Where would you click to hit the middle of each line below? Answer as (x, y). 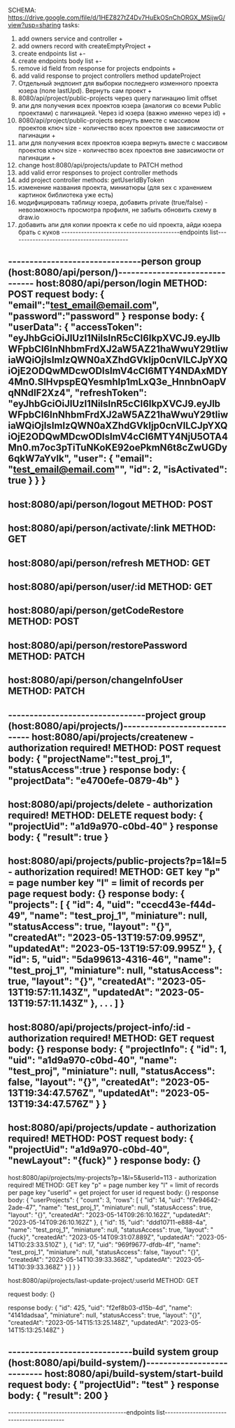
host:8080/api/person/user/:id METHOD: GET (110, 587)
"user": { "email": (113, 459)
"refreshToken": (111, 393)
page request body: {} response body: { (96, 894)
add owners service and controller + (70, 39)
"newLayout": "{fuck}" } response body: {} (105, 1161)
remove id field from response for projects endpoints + (97, 68)
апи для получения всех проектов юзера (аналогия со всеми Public (120, 105)
